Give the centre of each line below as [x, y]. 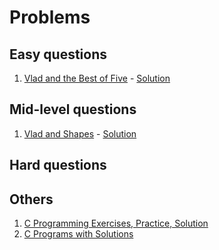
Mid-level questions [73, 109]
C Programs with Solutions [78, 234]
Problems [50, 17]
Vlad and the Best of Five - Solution [97, 78]
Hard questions [58, 165]
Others [31, 199]
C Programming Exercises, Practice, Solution [116, 223]
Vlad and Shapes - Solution [80, 133]
